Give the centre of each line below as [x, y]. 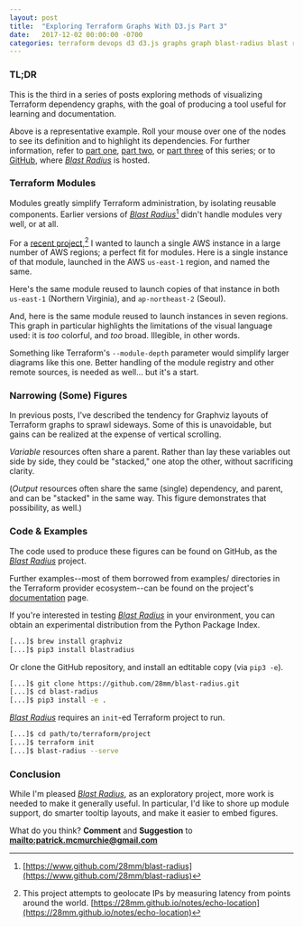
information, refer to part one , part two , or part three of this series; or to [142, 150]
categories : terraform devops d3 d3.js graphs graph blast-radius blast [149, 43]
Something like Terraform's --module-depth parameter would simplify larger [149, 353]
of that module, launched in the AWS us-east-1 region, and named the [140, 262]
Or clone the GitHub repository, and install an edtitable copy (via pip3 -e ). [147, 667]
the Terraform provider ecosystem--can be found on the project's [132, 588]
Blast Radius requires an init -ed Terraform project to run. [117, 718]
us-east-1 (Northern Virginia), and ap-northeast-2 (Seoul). [118, 298]
